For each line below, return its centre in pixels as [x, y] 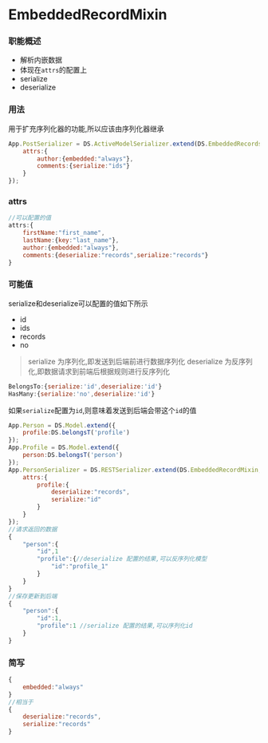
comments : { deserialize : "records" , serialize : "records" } [116, 255]
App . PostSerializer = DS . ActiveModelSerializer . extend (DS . [108, 144]
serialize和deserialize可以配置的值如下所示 [79, 303]
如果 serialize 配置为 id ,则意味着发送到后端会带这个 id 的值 [102, 410]
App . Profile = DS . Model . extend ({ [64, 448]
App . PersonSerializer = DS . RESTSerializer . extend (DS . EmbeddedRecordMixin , [135, 470]
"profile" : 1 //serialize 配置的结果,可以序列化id [115, 626]
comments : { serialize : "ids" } [83, 166]
